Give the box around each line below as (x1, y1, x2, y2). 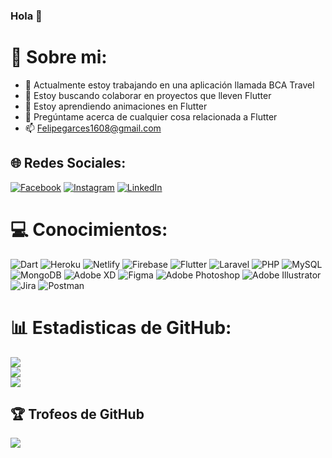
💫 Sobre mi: (10, 46, 108, 69)
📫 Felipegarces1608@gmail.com (24, 122, 162, 134)
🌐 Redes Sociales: (10, 155, 127, 172)
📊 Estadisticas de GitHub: (10, 316, 232, 339)
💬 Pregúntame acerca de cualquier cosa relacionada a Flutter (24, 110, 278, 123)
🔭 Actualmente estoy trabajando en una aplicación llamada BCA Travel (24, 79, 315, 91)
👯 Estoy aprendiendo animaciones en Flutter (24, 100, 208, 112)
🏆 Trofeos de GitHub (10, 405, 145, 423)
